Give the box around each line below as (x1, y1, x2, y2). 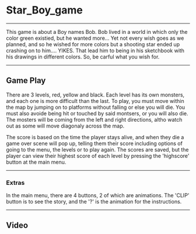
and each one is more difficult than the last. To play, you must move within (6, 97, 185, 104)
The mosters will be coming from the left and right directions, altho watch (6, 116, 183, 123)
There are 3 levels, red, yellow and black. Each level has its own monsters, (6, 91, 185, 98)
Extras (6, 178, 25, 187)
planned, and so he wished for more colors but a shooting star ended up (6, 40, 180, 47)
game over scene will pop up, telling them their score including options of (6, 140, 183, 147)
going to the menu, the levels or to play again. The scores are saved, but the (6, 146, 189, 153)
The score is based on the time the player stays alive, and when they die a (6, 133, 184, 140)
